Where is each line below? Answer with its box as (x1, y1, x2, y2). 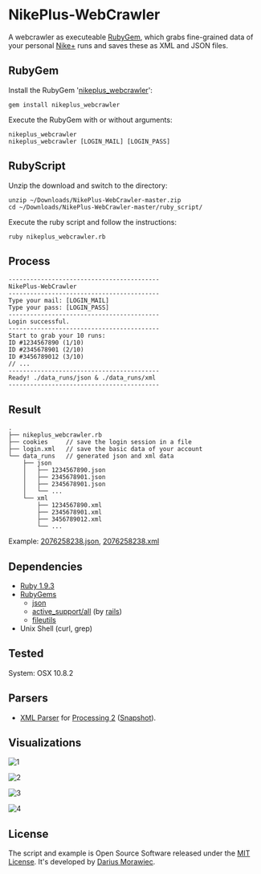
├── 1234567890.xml (37, 502, 103, 510)
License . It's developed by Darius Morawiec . (8, 857, 156, 867)
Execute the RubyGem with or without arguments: (8, 115, 173, 124)
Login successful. (8, 318, 70, 326)
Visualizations (8, 736, 82, 750)
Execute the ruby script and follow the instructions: (8, 217, 177, 226)
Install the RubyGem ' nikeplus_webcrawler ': (8, 85, 153, 95)
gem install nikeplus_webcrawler (8, 100, 120, 109)
